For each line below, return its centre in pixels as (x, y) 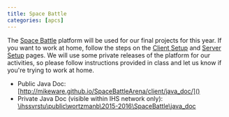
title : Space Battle (37, 14)
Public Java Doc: (42, 83)
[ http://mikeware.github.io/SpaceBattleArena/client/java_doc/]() (109, 91)
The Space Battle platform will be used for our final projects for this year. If (114, 40)
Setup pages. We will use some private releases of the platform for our (109, 55)
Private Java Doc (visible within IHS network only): (90, 98)
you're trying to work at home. (51, 70)
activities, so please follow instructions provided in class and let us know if (114, 62)
